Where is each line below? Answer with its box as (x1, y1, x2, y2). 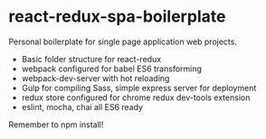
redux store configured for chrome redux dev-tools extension (21, 92, 251, 103)
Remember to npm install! (8, 119, 104, 130)
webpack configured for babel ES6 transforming (21, 63, 203, 74)
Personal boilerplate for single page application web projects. (8, 36, 237, 47)
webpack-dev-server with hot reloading (21, 72, 170, 83)
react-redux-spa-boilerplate (8, 6, 226, 27)
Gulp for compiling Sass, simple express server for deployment (21, 82, 257, 93)
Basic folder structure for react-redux (21, 53, 162, 64)
